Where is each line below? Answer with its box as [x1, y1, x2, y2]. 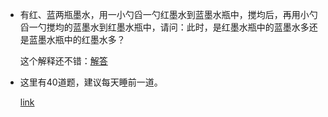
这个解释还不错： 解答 [19, 55, 108, 67]
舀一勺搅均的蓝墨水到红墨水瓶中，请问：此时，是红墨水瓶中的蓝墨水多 [19, 21, 310, 33]
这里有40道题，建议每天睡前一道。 [19, 76, 163, 88]
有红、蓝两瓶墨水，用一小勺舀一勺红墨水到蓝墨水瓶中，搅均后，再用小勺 [19, 9, 318, 20]
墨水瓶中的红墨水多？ [37, 34, 126, 45]
